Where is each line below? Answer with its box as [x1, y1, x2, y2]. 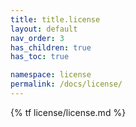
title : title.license [10, 14, 101, 25]
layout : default [10, 24, 78, 34]
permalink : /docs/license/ [10, 79, 123, 90]
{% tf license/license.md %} [10, 106, 127, 118]
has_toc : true [10, 52, 70, 62]
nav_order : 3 [10, 33, 65, 43]
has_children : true [10, 42, 92, 53]
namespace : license [10, 70, 92, 80]
